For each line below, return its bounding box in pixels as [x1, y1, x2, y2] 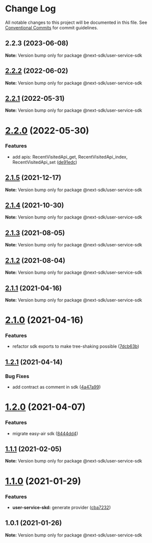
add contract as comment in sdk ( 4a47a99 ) [12, 384, 101, 390]
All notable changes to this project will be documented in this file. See [5, 19, 148, 25]
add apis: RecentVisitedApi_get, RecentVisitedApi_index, [12, 154, 128, 159]
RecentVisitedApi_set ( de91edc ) [12, 159, 78, 165]
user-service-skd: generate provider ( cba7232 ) [12, 504, 111, 510]
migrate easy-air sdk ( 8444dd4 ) [12, 430, 78, 436]
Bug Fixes [5, 373, 30, 380]
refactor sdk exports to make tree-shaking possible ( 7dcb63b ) [12, 343, 140, 349]
